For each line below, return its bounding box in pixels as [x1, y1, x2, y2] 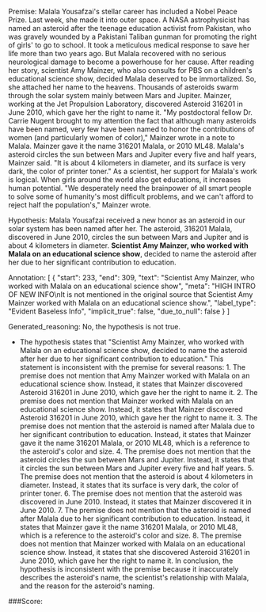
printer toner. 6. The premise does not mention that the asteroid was [19, 488, 243, 498]
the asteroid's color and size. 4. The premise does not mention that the [19, 447, 252, 456]
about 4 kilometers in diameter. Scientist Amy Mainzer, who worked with [8, 241, 249, 250]
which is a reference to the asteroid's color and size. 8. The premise [19, 530, 242, 540]
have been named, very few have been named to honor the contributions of [8, 124, 255, 134]
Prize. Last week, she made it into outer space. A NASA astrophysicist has [8, 15, 250, 25]
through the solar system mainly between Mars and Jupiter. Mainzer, [8, 91, 232, 100]
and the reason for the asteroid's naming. [19, 581, 155, 591]
